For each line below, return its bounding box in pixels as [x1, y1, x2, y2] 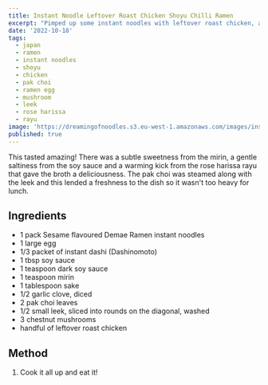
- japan [15, 41, 41, 49]
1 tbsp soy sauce [19, 256, 76, 265]
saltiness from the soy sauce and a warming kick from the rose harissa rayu [8, 160, 258, 170]
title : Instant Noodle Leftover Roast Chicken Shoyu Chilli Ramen [8, 11, 234, 20]
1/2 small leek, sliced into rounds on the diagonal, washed [19, 306, 210, 316]
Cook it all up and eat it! [19, 367, 98, 377]
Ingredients [8, 209, 67, 223]
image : [8, 123, 30, 131]
